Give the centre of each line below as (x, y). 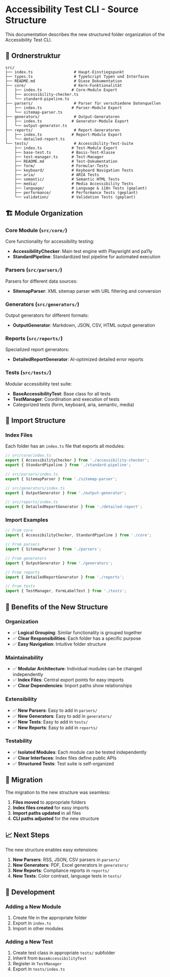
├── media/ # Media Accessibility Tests (74, 184)
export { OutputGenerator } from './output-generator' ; (66, 493)
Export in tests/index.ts (39, 969)
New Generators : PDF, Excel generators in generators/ (71, 865)
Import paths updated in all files (47, 813)
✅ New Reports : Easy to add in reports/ (55, 728)
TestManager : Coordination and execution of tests (66, 399)
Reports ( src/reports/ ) (34, 338)
